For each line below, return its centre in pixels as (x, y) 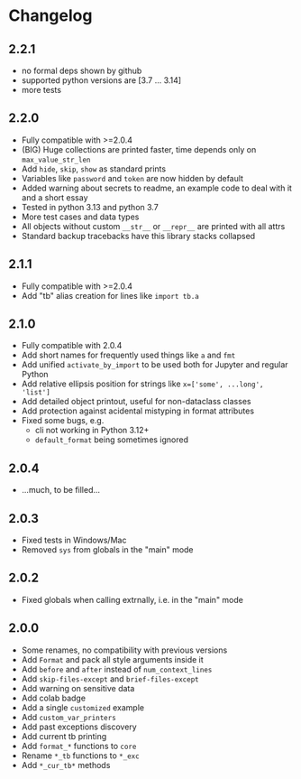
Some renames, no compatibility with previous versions (124, 650)
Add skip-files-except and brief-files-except (110, 679)
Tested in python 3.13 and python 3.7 (90, 207)
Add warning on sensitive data (78, 688)
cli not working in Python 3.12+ (92, 431)
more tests (41, 90)
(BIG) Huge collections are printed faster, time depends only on (139, 149)
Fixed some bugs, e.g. (63, 421)
